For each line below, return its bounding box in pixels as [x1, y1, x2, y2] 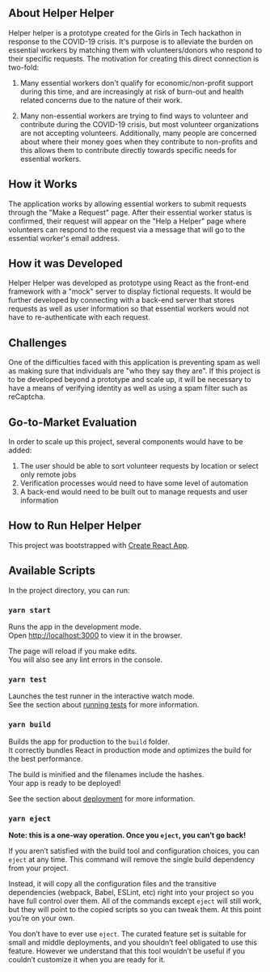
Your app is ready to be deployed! [8, 778, 121, 787]
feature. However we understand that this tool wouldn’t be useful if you [8, 946, 245, 956]
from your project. [8, 863, 69, 872]
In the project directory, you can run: [8, 585, 130, 595]
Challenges [8, 336, 67, 350]
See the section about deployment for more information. [8, 793, 196, 804]
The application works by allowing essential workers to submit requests [8, 198, 247, 209]
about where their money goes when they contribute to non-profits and [19, 137, 258, 146]
